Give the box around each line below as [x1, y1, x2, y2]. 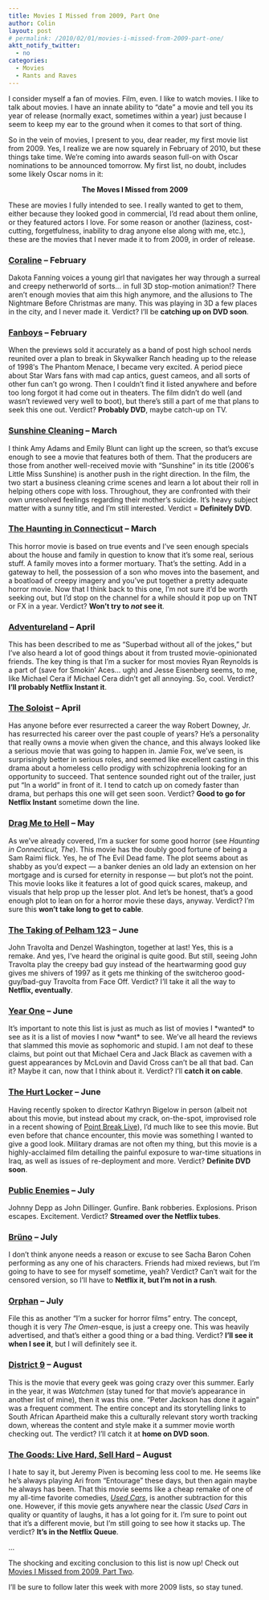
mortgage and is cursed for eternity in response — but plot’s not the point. [8, 870, 255, 880]
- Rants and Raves [15, 72, 78, 80]
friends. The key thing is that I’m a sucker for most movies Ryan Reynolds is [8, 657, 259, 667]
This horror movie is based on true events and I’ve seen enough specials [8, 541, 249, 551]
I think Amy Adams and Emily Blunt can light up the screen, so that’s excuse [8, 443, 259, 453]
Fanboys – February [8, 326, 88, 338]
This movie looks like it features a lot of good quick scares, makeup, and [8, 878, 247, 888]
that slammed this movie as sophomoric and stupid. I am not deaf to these [8, 1040, 254, 1050]
